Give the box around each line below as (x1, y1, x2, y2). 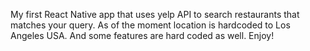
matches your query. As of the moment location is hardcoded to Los (10, 19, 291, 31)
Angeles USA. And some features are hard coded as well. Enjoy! (10, 30, 275, 41)
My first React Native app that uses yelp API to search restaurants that (10, 9, 300, 20)
